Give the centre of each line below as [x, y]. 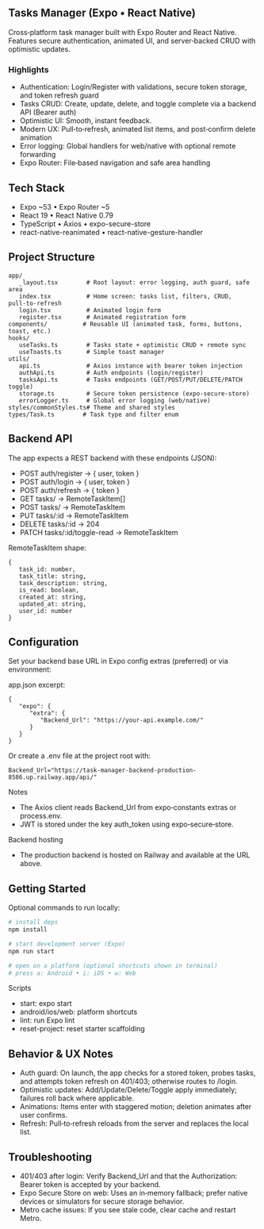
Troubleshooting [50, 1157]
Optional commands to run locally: [64, 907]
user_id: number [46, 611]
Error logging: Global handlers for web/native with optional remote [128, 146]
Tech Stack [36, 188]
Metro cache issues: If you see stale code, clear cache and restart [128, 1210]
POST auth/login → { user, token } [75, 482]
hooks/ [19, 338]
